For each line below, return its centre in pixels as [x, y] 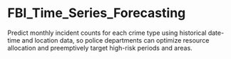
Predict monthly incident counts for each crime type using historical [107, 33]
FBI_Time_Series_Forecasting [97, 13]
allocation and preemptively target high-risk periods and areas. [100, 48]
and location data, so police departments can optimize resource [115, 40]
